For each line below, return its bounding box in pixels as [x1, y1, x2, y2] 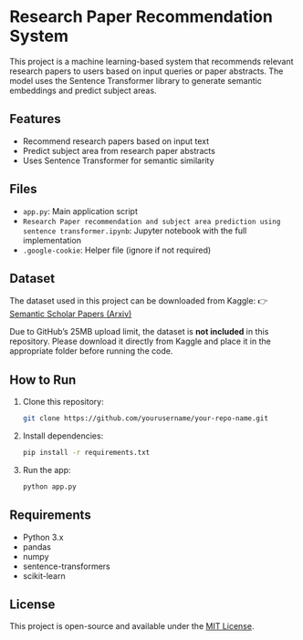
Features [9, 111, 61, 127]
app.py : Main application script [22, 205, 139, 216]
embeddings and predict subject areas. [9, 85, 157, 96]
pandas [22, 541, 52, 552]
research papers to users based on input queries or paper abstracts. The [9, 66, 284, 77]
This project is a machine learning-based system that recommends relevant [9, 56, 294, 67]
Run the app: [22, 464, 71, 475]
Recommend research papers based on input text [22, 135, 210, 147]
